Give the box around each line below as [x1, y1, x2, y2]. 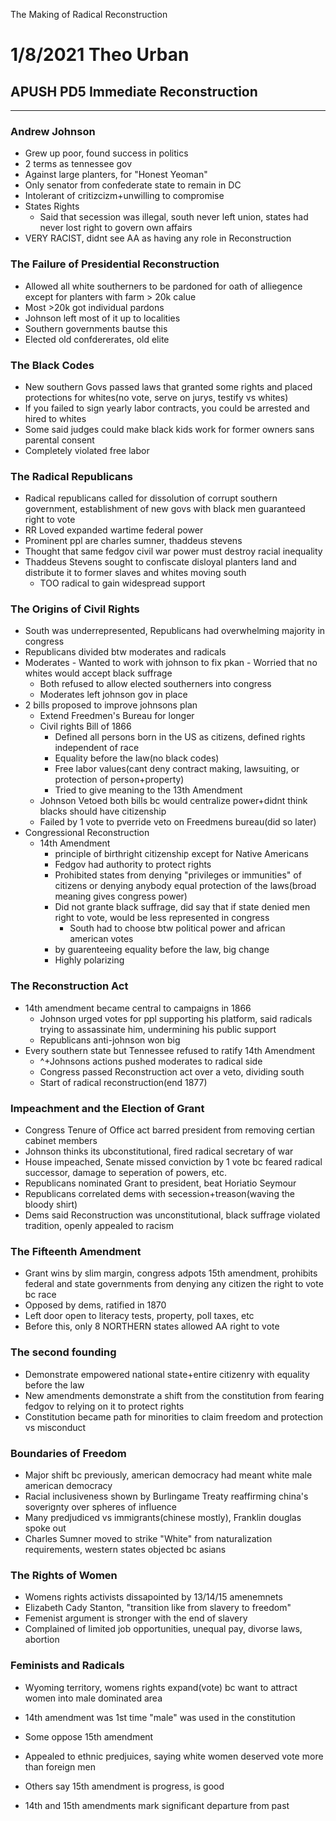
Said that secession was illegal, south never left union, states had [39, 211, 309, 223]
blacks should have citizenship [39, 805, 167, 818]
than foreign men [24, 1760, 96, 1773]
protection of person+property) [54, 774, 185, 786]
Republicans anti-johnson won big [39, 1034, 181, 1046]
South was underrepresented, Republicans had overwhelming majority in [24, 625, 326, 637]
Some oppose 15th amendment [24, 1730, 154, 1743]
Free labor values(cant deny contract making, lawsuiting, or [54, 763, 300, 775]
